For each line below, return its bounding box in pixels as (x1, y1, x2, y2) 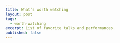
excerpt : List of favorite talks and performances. (5, 26, 115, 31)
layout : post (5, 12, 33, 17)
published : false (5, 30, 42, 35)
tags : (5, 16, 17, 21)
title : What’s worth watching (5, 7, 69, 12)
